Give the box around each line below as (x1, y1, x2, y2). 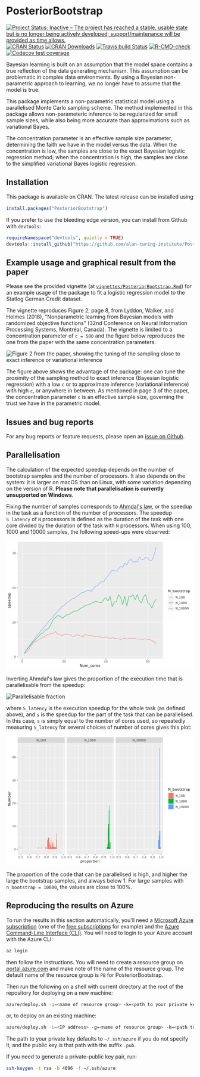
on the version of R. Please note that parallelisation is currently (6, 485, 164, 492)
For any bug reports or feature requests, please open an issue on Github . (6, 433, 185, 440)
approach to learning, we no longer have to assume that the (34, 79, 181, 87)
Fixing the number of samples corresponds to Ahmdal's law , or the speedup (6, 503, 192, 510)
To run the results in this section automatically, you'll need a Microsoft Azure (6, 917, 194, 924)
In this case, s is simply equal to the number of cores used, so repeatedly (6, 717, 186, 725)
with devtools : (6, 222, 41, 230)
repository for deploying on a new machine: (6, 989, 113, 996)
